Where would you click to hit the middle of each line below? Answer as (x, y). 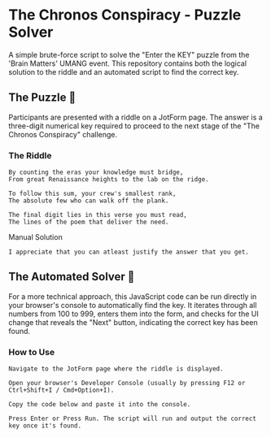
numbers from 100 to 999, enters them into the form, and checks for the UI (133, 314)
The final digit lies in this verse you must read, (98, 215)
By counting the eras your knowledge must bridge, (96, 172)
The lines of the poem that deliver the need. (89, 222)
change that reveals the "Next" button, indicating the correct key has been (133, 322)
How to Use (32, 352)
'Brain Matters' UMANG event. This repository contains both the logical (127, 63)
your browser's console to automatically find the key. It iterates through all (133, 305)
